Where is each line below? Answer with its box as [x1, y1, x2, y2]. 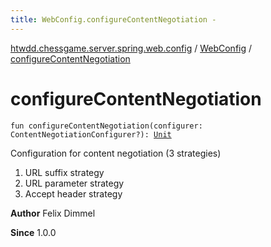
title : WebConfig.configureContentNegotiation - [10, 14, 217, 25]
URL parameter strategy [24, 177, 125, 189]
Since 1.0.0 [10, 226, 57, 238]
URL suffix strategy [24, 166, 105, 178]
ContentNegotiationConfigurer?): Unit [10, 129, 172, 140]
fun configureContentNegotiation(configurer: [10, 121, 203, 131]
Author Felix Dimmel [10, 207, 96, 219]
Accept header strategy [24, 187, 123, 200]
